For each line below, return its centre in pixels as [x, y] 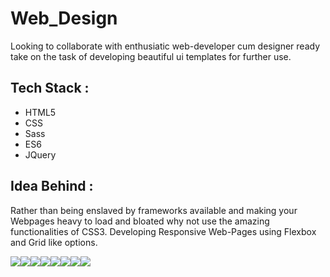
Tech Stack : [50, 88]
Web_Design [64, 18]
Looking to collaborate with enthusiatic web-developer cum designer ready [165, 46]
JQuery [40, 154]
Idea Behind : [52, 186]
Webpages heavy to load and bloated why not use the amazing [140, 221]
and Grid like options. [54, 242]
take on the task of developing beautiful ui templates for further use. [151, 56]
